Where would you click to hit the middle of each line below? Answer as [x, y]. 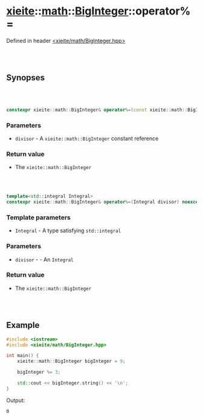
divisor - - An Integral [44, 259]
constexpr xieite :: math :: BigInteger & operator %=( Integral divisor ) [93, 202]
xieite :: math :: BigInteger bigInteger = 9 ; [71, 361]
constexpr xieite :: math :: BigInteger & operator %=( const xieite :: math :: [97, 110]
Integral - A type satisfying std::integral [68, 231]
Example [23, 325]
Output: [16, 400]
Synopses [26, 78]
